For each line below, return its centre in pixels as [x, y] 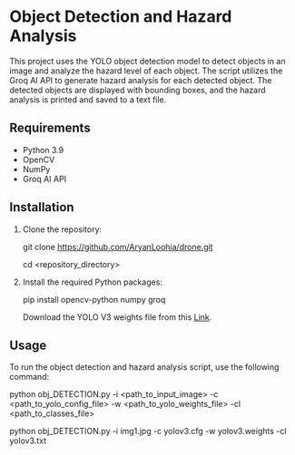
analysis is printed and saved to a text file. [88, 99]
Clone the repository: [62, 229]
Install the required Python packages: [93, 282]
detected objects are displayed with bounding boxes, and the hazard [138, 90]
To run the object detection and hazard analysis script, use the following [144, 367]
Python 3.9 [43, 150]
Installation [42, 207]
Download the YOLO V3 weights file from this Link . [117, 317]
